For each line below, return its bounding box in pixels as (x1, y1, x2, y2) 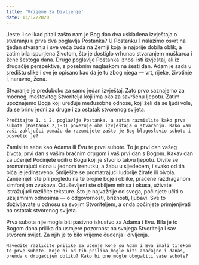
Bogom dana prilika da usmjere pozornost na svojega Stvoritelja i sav (6, 224, 176, 232)
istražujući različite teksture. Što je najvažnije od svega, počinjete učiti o (6, 187, 183, 195)
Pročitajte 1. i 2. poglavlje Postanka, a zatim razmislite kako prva (6, 117, 186, 123)
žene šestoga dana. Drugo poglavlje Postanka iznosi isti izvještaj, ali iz (6, 56, 179, 63)
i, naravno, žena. (6, 75, 47, 82)
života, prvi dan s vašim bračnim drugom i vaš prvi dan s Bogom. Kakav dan (6, 150, 193, 157)
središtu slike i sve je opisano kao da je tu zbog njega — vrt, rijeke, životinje (6, 69, 192, 76)
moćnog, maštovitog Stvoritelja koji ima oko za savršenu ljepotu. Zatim (6, 93, 180, 100)
